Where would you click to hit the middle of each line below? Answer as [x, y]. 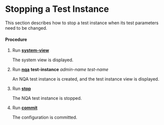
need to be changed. [26, 28]
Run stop [21, 89]
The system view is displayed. [43, 60]
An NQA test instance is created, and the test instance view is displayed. [86, 79]
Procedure [16, 39]
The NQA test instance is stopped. [47, 98]
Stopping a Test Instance [57, 9]
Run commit [25, 108]
